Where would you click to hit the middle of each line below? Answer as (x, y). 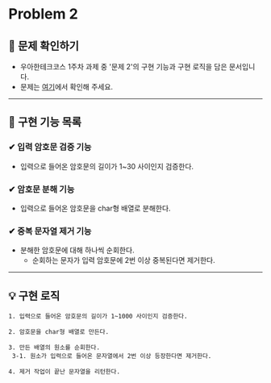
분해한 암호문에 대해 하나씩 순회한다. (77, 250)
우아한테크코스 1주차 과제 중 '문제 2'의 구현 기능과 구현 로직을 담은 (123, 67)
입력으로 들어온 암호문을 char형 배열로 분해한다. (95, 208)
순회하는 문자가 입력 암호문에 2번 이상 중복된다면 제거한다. (123, 260)
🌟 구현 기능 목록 (45, 122)
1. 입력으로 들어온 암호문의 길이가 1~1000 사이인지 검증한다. (98, 316)
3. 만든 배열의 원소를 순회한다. (54, 348)
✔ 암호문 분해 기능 (42, 189)
